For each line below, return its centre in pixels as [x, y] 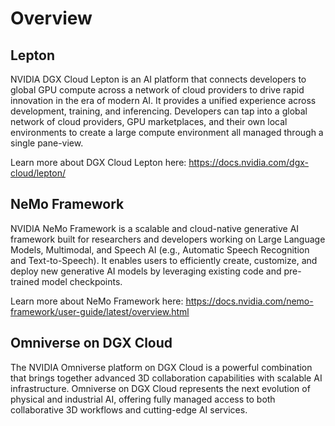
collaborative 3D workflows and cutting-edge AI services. [129, 409]
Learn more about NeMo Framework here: [97, 301]
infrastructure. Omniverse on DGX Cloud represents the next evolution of [160, 388]
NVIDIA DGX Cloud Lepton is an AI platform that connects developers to [158, 79]
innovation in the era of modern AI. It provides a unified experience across [163, 100]
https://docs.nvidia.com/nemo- [249, 301]
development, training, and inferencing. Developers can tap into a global [159, 111]
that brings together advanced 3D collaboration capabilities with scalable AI [166, 378]
